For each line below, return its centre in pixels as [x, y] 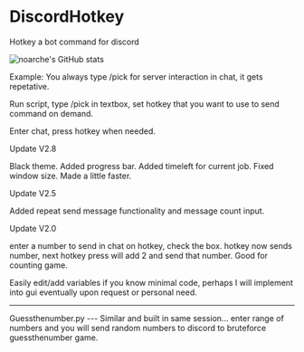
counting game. [38, 265]
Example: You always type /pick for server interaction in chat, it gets [137, 76]
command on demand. [51, 113]
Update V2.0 [33, 228]
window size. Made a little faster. [71, 176]
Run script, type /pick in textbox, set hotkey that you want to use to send [145, 104]
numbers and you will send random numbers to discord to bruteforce [138, 328]
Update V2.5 [33, 193]
